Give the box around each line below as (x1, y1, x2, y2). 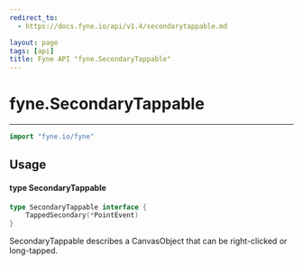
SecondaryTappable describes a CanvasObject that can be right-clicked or (9, 236, 288, 247)
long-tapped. (9, 245, 59, 256)
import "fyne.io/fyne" (9, 132, 95, 141)
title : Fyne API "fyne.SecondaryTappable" (9, 55, 171, 64)
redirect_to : (9, 13, 59, 23)
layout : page (9, 38, 59, 47)
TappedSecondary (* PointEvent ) (25, 211, 140, 220)
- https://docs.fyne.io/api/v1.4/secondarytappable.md (17, 22, 228, 31)
